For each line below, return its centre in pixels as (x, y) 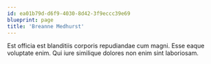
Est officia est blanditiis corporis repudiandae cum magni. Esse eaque (106, 46)
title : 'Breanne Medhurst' (46, 26)
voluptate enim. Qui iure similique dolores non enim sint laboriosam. (103, 53)
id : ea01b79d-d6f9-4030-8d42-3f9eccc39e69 (69, 13)
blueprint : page (30, 20)
